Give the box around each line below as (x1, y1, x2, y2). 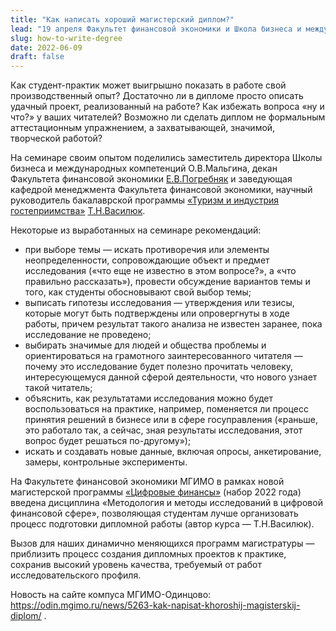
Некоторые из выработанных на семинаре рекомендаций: (10, 224, 262, 236)
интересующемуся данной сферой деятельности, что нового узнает (24, 371, 318, 383)
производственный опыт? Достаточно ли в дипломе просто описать (10, 90, 304, 102)
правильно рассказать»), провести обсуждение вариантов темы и (24, 276, 311, 288)
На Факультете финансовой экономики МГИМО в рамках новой (10, 476, 285, 488)
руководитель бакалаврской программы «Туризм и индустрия (10, 194, 280, 206)
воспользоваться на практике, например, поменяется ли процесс (24, 403, 309, 415)
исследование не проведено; (24, 329, 152, 341)
